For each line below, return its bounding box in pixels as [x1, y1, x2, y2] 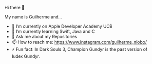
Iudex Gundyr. [11, 53, 40, 59]
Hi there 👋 [4, 5, 25, 10]
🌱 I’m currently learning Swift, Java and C [11, 29, 95, 34]
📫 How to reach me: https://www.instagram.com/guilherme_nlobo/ [11, 39, 147, 45]
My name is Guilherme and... [4, 14, 62, 19]
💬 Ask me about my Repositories [11, 34, 77, 39]
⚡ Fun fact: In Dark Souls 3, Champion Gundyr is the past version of [11, 47, 148, 52]
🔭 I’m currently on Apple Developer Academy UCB [11, 23, 113, 29]
